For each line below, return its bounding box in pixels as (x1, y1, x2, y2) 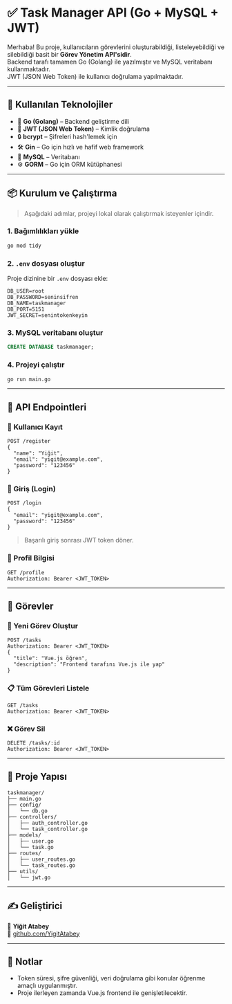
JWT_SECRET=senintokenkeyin (7, 312, 88, 319)
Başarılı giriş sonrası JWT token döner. (23, 536, 134, 545)
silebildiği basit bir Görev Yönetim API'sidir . (7, 50, 133, 58)
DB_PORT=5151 (7, 306, 45, 313)
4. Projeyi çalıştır (7, 360, 65, 369)
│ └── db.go (7, 807, 48, 814)
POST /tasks (7, 637, 41, 644)
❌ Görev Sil (7, 724, 46, 733)
